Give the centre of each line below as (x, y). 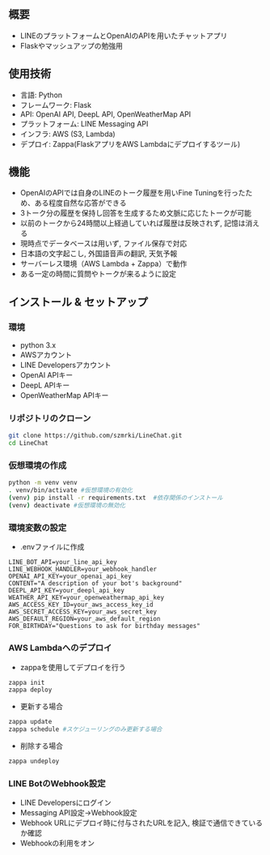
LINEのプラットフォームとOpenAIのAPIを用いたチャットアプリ (124, 36)
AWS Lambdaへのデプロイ (60, 648)
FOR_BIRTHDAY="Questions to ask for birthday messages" (104, 626)
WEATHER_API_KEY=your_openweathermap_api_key (86, 598)
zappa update (30, 722)
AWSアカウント (46, 355)
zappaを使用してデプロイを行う (73, 667)
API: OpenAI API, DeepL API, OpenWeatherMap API (105, 114)
